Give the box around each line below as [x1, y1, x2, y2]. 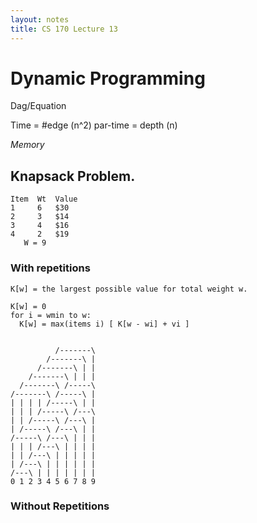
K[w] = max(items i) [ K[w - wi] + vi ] [19, 319, 190, 329]
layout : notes [10, 14, 70, 25]
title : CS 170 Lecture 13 [10, 24, 118, 34]
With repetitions [10, 261, 91, 275]
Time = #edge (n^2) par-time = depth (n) [10, 119, 178, 131]
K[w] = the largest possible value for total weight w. [10, 284, 248, 294]
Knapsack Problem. [10, 167, 136, 185]
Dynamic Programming [10, 67, 206, 90]
